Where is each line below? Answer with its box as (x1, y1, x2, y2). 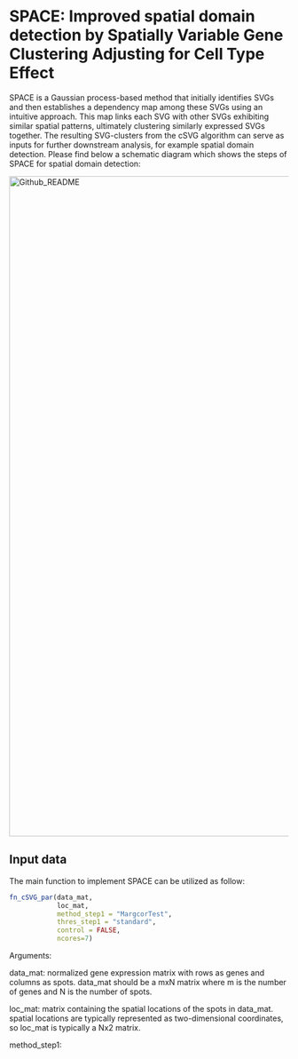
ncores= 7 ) (56, 935, 93, 944)
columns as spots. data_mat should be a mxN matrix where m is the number (9, 977, 286, 987)
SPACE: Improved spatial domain (9, 6, 255, 27)
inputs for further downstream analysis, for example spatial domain (9, 139, 255, 150)
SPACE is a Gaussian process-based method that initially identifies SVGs (9, 92, 275, 103)
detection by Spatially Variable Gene (9, 25, 284, 45)
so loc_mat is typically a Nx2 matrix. (9, 1023, 141, 1032)
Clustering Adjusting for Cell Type (9, 44, 265, 64)
